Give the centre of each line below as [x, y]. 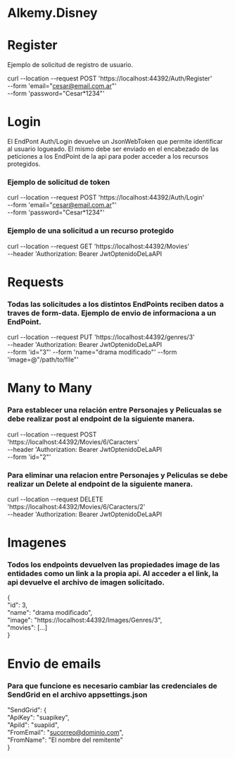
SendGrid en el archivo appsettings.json [77, 695]
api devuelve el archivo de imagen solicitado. [86, 582]
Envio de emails [54, 664]
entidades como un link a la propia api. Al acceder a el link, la [113, 574]
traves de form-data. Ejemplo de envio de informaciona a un [112, 313]
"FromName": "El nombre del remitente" [65, 740]
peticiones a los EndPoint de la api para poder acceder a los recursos [108, 157]
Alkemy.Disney [52, 13]
